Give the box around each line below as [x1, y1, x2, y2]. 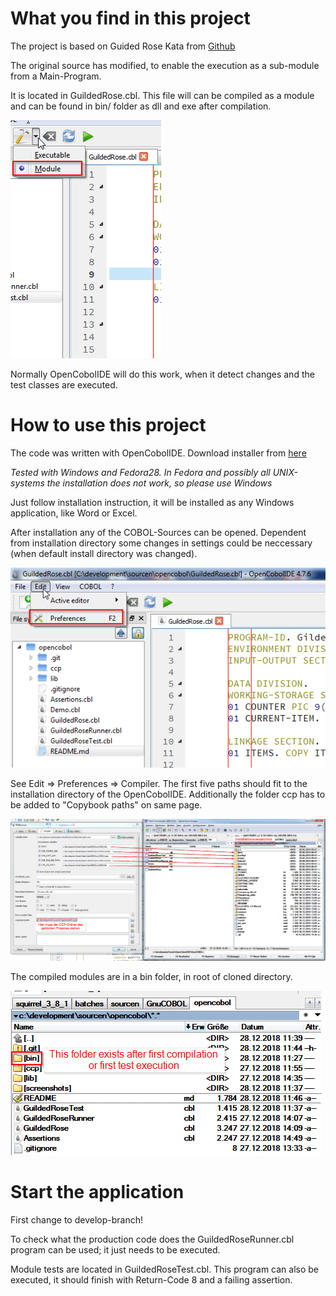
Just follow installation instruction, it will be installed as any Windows [10, 496, 295, 508]
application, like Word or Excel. [10, 507, 138, 519]
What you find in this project [10, 7, 251, 30]
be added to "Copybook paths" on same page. [10, 798, 203, 811]
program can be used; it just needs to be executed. [10, 1243, 221, 1256]
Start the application [10, 1180, 185, 1203]
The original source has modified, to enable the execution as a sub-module [10, 59, 320, 71]
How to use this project [10, 414, 207, 437]
